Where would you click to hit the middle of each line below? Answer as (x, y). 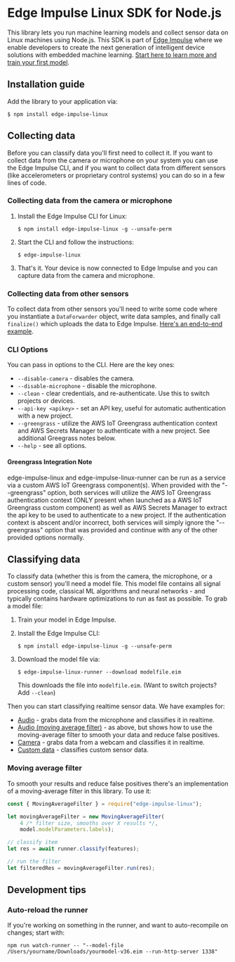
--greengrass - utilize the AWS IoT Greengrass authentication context (117, 423)
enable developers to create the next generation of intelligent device (106, 47)
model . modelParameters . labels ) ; (67, 830)
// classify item (33, 842)
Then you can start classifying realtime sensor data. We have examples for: (116, 706)
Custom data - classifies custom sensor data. (83, 750)
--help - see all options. (52, 446)
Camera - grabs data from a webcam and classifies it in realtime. (111, 743)
